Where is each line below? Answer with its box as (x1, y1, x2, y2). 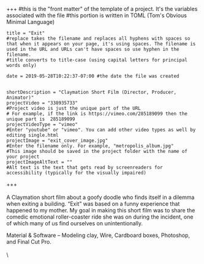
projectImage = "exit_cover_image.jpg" (6, 138, 108, 144)
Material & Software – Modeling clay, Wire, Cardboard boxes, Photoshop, (6, 231, 191, 239)
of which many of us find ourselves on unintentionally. (6, 220, 143, 227)
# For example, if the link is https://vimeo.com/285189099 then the (6, 111, 188, 117)
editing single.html (6, 132, 59, 138)
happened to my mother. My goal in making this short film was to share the (6, 207, 195, 214)
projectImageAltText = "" (6, 159, 72, 165)
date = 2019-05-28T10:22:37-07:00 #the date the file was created (6, 73, 179, 79)
